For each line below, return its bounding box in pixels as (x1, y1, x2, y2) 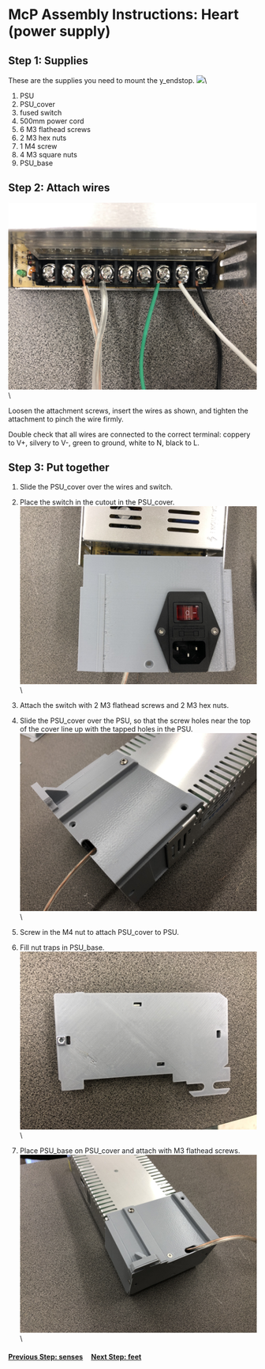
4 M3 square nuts (19, 150, 77, 159)
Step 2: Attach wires (8, 181, 110, 195)
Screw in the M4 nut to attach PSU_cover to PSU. (19, 927, 180, 936)
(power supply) (8, 22, 111, 40)
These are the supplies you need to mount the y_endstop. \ (8, 76, 207, 85)
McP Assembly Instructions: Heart (8, 6, 239, 24)
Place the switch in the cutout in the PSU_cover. (19, 497, 175, 507)
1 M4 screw (19, 142, 58, 151)
